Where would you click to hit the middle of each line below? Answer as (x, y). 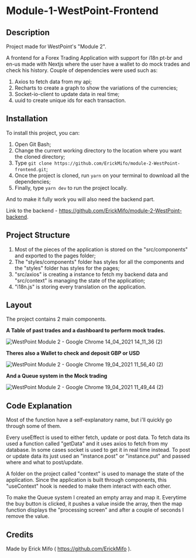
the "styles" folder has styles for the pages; (67, 268)
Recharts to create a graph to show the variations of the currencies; (96, 88)
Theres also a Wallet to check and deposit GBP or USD (73, 353)
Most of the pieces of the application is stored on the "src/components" (101, 249)
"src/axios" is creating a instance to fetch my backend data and (91, 274)
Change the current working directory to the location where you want (98, 150)
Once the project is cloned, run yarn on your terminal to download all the (102, 175)
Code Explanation (39, 406)
